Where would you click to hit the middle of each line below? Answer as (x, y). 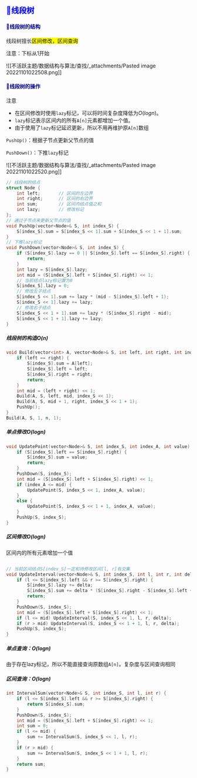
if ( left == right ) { (43, 358)
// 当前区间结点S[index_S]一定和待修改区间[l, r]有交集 (68, 569)
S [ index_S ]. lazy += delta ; (60, 585)
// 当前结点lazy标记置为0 (45, 280)
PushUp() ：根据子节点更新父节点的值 (50, 140)
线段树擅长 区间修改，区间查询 (42, 40)
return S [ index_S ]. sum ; (56, 704)
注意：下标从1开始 (28, 53)
